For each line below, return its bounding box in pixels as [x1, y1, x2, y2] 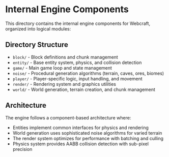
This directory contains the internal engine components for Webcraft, [5, 20, 151, 26]
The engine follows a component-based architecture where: [5, 114, 131, 120]
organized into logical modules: [5, 25, 71, 32]
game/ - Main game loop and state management [12, 65, 112, 71]
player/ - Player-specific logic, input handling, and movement [12, 75, 143, 82]
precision [12, 146, 33, 152]
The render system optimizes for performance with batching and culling [12, 135, 164, 141]
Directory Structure [5, 41, 69, 49]
